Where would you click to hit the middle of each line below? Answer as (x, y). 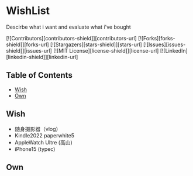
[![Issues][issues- (164, 44)
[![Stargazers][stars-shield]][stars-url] (96, 44)
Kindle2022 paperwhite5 (44, 135)
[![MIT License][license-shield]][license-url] (106, 50)
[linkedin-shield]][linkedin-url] (42, 57)
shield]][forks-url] (27, 44)
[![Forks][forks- (157, 38)
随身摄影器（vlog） (38, 129)
